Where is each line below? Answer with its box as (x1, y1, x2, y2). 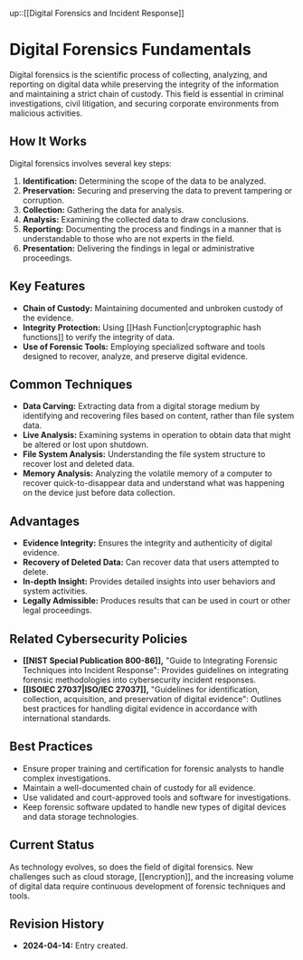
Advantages (9, 513, 80, 528)
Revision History (9, 917, 105, 932)
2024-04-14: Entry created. (22, 940, 128, 951)
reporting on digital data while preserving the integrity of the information (9, 79, 279, 90)
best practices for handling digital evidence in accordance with (22, 703, 258, 714)
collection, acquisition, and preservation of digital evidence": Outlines (22, 694, 282, 704)
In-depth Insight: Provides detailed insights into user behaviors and (22, 576, 276, 587)
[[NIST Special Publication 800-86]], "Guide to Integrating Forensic (22, 655, 278, 666)
